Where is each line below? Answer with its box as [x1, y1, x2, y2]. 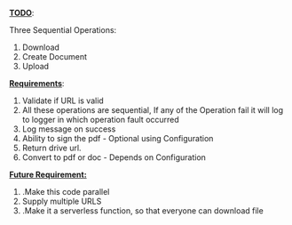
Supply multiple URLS [21, 196, 102, 206]
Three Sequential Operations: [9, 25, 117, 35]
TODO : [9, 8, 35, 18]
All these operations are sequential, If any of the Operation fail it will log [21, 105, 284, 115]
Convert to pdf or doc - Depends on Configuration [21, 152, 207, 163]
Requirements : [9, 78, 65, 88]
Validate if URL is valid [21, 95, 104, 106]
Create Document [21, 52, 87, 61]
